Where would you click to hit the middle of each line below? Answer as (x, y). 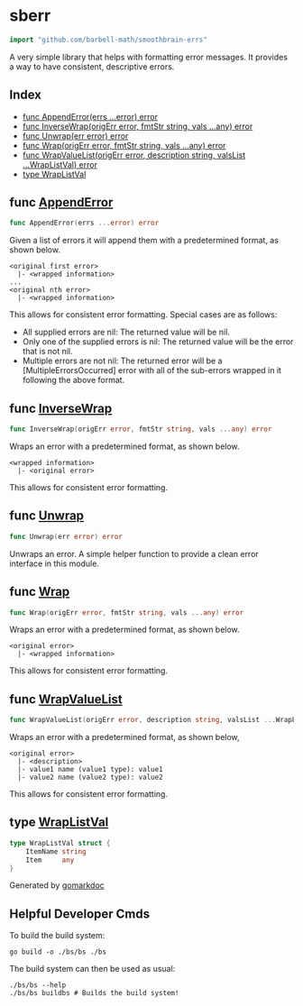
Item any (50, 860)
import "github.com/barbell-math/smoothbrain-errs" (108, 40)
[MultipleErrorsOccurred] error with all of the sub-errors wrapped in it (152, 370)
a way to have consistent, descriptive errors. (92, 66)
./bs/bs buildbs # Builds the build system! (94, 993)
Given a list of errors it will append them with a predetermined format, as (144, 241)
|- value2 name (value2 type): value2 (91, 777)
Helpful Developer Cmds (80, 914)
